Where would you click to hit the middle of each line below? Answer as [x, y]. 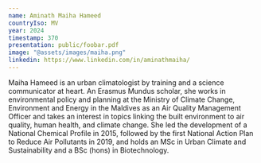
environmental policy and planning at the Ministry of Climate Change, [122, 99]
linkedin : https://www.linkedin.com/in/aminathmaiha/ [99, 60]
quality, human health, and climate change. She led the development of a [128, 125]
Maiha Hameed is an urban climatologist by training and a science [116, 82]
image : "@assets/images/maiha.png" [67, 52]
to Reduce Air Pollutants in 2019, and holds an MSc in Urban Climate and [127, 142]
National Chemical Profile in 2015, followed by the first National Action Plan [131, 133]
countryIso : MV [33, 23]
